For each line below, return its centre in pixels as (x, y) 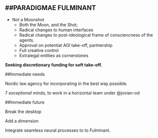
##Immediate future (25, 102)
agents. (27, 40)
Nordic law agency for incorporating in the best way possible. (66, 83)
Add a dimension (22, 121)
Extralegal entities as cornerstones (54, 55)
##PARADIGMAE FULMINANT (50, 8)
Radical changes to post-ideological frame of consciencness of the (86, 35)
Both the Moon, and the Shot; (49, 25)
